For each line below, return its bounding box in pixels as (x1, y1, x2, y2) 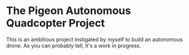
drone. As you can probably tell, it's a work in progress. (6, 42, 141, 49)
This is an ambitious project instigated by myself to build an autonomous (6, 36, 183, 43)
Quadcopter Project (6, 16, 105, 30)
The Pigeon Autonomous (6, 4, 132, 18)
